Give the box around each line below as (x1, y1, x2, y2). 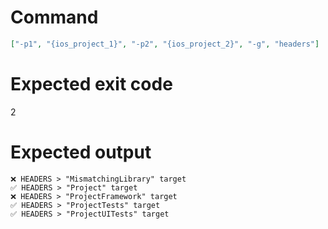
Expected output (10, 141, 152, 163)
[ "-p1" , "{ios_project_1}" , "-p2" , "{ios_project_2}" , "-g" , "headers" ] (10, 39, 320, 49)
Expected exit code (10, 73, 173, 95)
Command (10, 6, 99, 29)
